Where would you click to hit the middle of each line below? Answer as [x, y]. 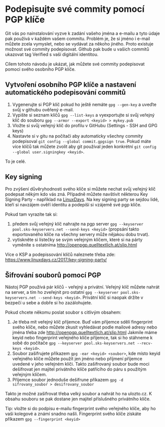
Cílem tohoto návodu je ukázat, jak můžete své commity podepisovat [75, 64]
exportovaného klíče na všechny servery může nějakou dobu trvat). [81, 234]
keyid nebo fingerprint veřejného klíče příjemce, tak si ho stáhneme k [82, 338]
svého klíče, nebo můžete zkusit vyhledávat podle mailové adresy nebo [85, 327]
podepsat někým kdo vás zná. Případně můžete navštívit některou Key [77, 194]
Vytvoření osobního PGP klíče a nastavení [71, 85]
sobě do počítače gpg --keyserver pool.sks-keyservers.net [74, 343]
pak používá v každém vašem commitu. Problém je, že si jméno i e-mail [78, 39]
